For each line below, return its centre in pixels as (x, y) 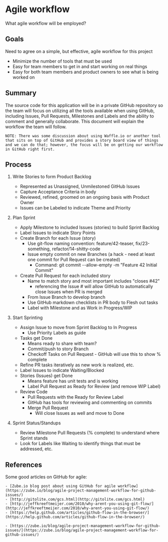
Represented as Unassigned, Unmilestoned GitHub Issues (80, 186)
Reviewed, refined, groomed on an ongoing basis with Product (85, 197)
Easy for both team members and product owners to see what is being (86, 72)
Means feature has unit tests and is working (73, 381)
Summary (21, 93)
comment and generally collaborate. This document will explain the (75, 121)
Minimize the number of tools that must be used (62, 61)
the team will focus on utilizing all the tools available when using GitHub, (80, 111)
